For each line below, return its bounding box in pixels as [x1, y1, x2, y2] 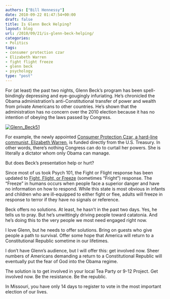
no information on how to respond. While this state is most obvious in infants [5, 185, 165, 192]
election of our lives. [5, 288, 48, 294]
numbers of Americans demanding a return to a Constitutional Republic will [5, 253, 162, 259]
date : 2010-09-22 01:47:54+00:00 [5, 12, 76, 17]
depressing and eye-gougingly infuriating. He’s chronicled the [25, 92, 155, 99]
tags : [5, 45, 17, 50]
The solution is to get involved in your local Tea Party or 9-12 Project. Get [5, 268, 158, 274]
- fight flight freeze [5, 59, 53, 64]
